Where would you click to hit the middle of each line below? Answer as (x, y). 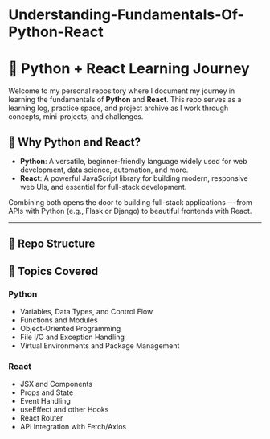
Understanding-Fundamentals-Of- (127, 15)
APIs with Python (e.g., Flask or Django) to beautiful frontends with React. (130, 211)
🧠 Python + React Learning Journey (129, 69)
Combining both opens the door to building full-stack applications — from (131, 202)
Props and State (47, 392)
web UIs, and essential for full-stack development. (103, 187)
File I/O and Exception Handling (72, 337)
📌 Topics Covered (53, 271)
